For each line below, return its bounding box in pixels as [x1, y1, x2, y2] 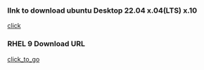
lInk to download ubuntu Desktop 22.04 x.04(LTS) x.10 [7, 6, 198, 15]
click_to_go [7, 55, 40, 63]
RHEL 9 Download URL [7, 39, 86, 49]
